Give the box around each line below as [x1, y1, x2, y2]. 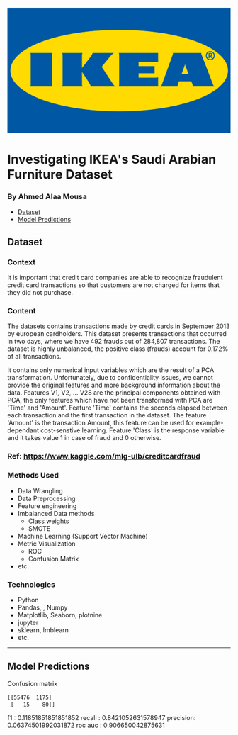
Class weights [28, 517, 69, 525]
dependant [7, 426, 40, 434]
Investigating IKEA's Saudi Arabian [7, 152, 217, 167]
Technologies [7, 579, 55, 589]
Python [17, 595, 39, 604]
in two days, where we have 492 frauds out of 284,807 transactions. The [7, 337, 221, 346]
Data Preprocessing [17, 494, 76, 503]
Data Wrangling [17, 486, 64, 495]
